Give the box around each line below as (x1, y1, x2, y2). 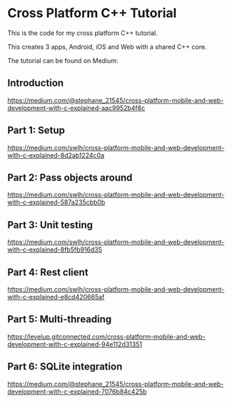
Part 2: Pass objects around (7, 171, 133, 184)
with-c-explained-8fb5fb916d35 (7, 245, 102, 254)
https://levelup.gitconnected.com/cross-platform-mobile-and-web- (7, 332, 206, 341)
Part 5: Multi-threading (7, 313, 112, 326)
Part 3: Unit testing (7, 219, 93, 231)
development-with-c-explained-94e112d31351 (7, 339, 143, 348)
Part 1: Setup (7, 124, 66, 136)
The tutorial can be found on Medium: (7, 56, 119, 65)
